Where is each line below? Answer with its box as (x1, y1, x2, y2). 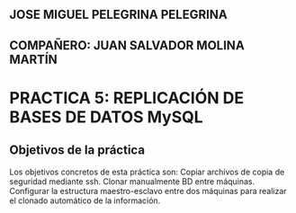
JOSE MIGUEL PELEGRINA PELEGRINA (9, 7, 228, 22)
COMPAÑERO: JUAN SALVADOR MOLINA (9, 38, 245, 53)
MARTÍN (9, 51, 58, 67)
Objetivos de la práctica (9, 143, 146, 158)
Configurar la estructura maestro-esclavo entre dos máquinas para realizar (9, 185, 287, 196)
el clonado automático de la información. (9, 195, 161, 206)
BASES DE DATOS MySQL (9, 107, 204, 127)
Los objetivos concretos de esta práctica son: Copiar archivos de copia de (9, 166, 285, 177)
